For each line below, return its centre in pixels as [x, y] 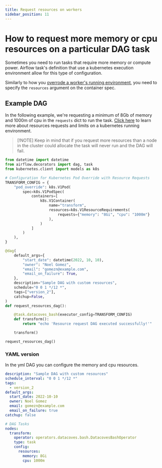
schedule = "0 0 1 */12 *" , [40, 287]
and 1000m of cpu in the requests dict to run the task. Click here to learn [78, 121]
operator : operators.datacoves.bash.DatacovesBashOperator [75, 438]
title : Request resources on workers [44, 10]
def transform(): [32, 319]
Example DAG [26, 103]
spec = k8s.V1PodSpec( [44, 192]
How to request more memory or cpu [81, 39]
